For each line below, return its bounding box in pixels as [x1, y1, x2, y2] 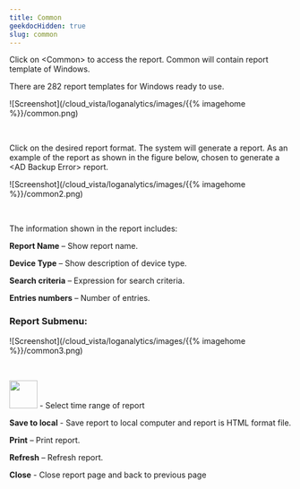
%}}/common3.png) [9, 345, 83, 356]
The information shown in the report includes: [9, 223, 178, 234]
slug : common [9, 30, 58, 39]
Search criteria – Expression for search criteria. [9, 275, 185, 287]
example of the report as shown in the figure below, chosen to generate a [9, 152, 280, 163]
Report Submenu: [9, 315, 88, 328]
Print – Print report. [9, 434, 81, 445]
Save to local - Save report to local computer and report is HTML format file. [9, 417, 292, 428]
